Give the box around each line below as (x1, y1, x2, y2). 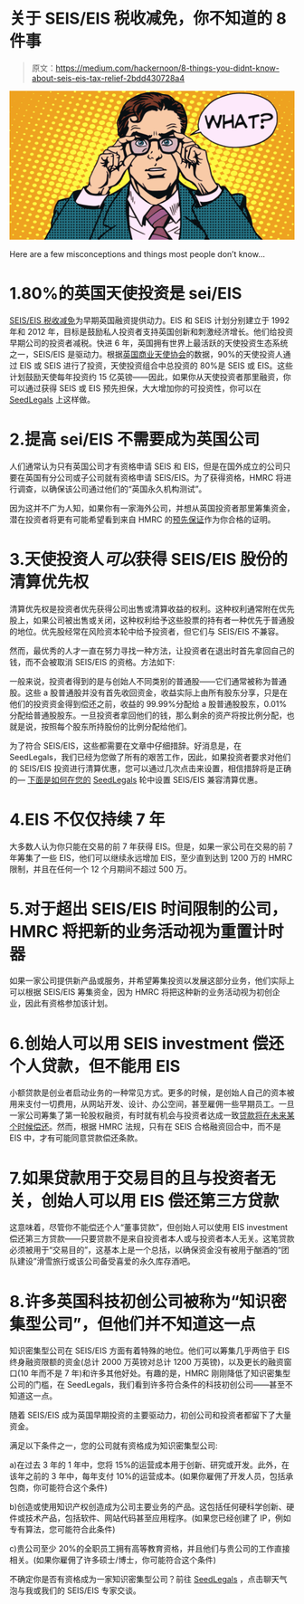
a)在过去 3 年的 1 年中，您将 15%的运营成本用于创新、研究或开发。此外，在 (9, 1459, 290, 1471)
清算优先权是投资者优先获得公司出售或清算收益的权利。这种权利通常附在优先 (9, 603, 295, 614)
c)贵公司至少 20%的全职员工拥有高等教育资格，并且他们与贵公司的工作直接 (9, 1543, 290, 1554)
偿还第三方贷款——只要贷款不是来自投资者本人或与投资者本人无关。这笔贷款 (9, 1233, 295, 1245)
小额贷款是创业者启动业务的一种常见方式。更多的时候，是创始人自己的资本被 (9, 1087, 295, 1098)
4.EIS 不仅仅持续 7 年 (9, 809, 166, 829)
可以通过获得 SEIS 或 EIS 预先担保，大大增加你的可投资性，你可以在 (9, 382, 262, 394)
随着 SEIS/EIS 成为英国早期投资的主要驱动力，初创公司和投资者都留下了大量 (9, 1409, 292, 1421)
